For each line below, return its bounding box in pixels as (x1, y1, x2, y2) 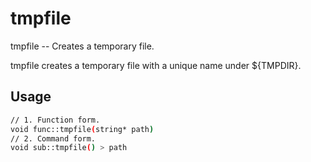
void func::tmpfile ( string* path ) (10, 124, 155, 134)
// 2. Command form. (10, 133, 97, 144)
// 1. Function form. (10, 115, 101, 125)
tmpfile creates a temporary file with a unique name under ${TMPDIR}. (10, 59, 302, 71)
